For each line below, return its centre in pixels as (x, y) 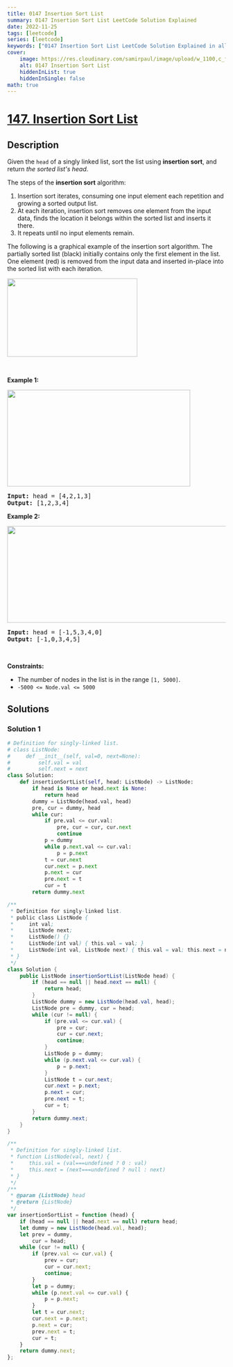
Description (33, 144)
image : (29, 59)
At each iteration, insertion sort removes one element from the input (114, 211)
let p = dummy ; (54, 1286)
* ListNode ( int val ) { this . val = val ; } (77, 944)
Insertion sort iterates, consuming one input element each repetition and (120, 196)
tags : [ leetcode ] (32, 33)
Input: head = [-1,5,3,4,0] (55, 632)
